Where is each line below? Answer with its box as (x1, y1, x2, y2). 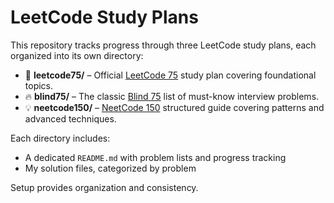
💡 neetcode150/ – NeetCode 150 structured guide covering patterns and (24, 101, 325, 113)
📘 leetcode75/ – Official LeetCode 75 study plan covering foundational (24, 69, 317, 81)
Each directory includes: (10, 132, 111, 144)
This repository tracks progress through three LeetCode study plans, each (10, 39, 317, 51)
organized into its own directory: (10, 49, 144, 61)
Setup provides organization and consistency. (10, 181, 199, 193)
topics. (24, 79, 54, 91)
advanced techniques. (24, 112, 117, 125)
